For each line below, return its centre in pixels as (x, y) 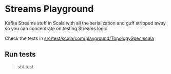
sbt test (25, 66)
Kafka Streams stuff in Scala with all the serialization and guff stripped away (85, 23)
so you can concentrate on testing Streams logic (56, 28)
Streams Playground (49, 9)
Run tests (20, 54)
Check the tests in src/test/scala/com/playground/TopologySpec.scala (80, 38)
